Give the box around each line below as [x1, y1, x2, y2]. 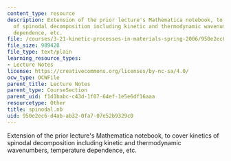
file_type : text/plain [7, 49, 72, 56]
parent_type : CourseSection [7, 87, 88, 94]
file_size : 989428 [7, 42, 60, 49]
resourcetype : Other [7, 100, 67, 107]
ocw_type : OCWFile [7, 74, 60, 81]
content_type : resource [7, 10, 76, 17]
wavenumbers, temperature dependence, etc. [7, 146, 137, 154]
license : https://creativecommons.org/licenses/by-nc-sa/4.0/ [7, 67, 189, 74]
